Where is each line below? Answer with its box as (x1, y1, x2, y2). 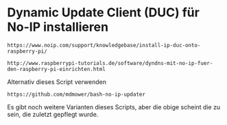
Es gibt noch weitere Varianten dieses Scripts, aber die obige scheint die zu (7, 102, 221, 111)
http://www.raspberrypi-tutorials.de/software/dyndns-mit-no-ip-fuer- (7, 59, 213, 66)
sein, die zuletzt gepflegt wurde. (7, 110, 99, 118)
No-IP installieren (7, 19, 108, 35)
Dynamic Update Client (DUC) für (7, 5, 200, 20)
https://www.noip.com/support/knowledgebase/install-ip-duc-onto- (7, 42, 201, 48)
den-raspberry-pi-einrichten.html (7, 66, 106, 72)
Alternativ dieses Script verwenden (7, 77, 106, 86)
